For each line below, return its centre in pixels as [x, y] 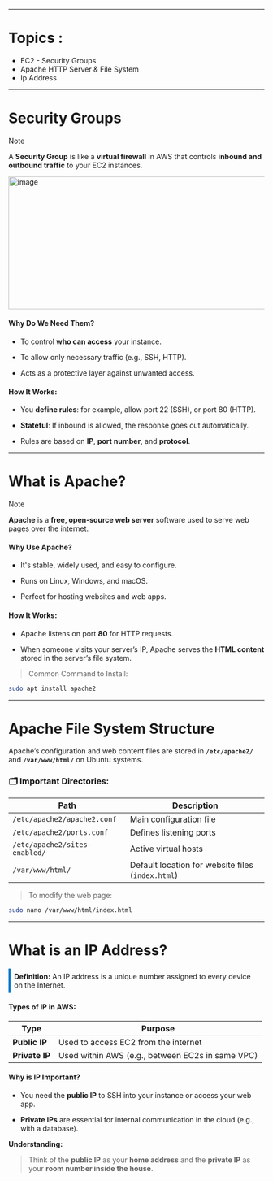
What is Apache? [67, 482]
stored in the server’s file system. [76, 658]
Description [195, 805]
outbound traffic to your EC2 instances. [76, 165]
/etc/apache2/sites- [52, 845]
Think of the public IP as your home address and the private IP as [139, 1160]
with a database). [49, 1128]
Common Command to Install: [78, 673]
